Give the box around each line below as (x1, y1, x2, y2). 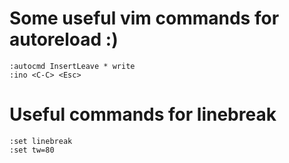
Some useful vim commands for (9, 7, 280, 30)
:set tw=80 (9, 145, 55, 155)
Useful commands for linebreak (9, 103, 277, 126)
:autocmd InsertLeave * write (9, 61, 136, 71)
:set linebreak (9, 136, 73, 146)
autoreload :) (9, 28, 119, 51)
